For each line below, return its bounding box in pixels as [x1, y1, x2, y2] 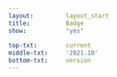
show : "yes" [8, 26, 84, 34]
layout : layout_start [8, 11, 110, 20]
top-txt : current [8, 42, 91, 50]
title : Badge [8, 19, 84, 27]
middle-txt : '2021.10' [8, 49, 99, 57]
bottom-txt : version [8, 57, 91, 65]
